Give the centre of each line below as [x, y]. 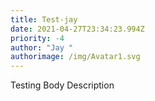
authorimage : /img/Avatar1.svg [75, 57]
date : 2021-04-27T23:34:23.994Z [77, 29]
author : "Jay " [42, 47]
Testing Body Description [62, 85]
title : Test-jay [44, 19]
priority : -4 [37, 38]
